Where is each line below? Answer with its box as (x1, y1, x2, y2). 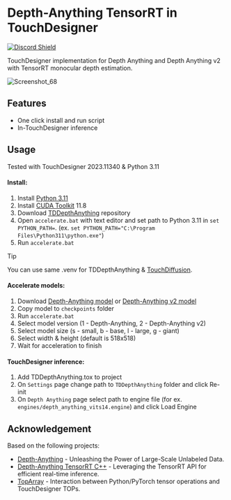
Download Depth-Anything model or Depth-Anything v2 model (17, 297, 197, 305)
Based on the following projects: (7, 441, 99, 450)
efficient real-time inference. (17, 469, 99, 478)
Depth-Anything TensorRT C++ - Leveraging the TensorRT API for (17, 462, 207, 471)
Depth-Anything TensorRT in (7, 5, 177, 21)
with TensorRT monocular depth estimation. (7, 64, 133, 72)
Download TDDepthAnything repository (17, 208, 131, 217)
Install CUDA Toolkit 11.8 (17, 201, 87, 209)
